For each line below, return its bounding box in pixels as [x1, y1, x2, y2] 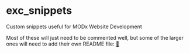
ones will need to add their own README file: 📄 [6, 40, 120, 47]
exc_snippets [6, 4, 72, 17]
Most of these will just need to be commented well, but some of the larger [6, 34, 184, 41]
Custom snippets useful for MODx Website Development [6, 23, 142, 30]
